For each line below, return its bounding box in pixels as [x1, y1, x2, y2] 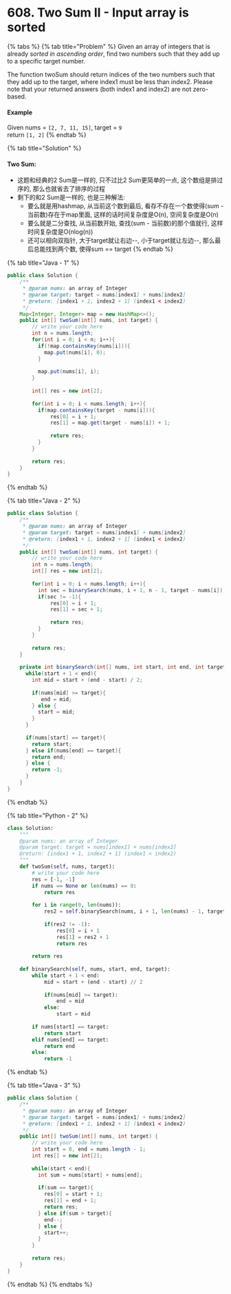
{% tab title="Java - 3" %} [7, 1081, 81, 1090]
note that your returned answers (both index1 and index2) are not [7, 85, 192, 93]
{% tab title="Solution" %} [7, 144, 82, 152]
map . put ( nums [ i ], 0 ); [43, 349, 107, 356]
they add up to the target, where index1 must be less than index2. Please [7, 77, 213, 85]
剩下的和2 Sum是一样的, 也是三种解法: [16, 193, 125, 201]
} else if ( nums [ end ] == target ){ [25, 747, 122, 754]
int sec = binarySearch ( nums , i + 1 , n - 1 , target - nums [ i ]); [37, 587, 226, 594]
